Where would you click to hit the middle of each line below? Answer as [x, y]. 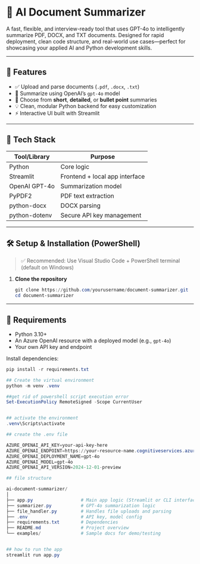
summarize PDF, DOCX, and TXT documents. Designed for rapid [85, 35]
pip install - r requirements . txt [48, 369]
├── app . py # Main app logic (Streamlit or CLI [89, 500]
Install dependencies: [32, 358]
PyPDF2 [21, 195]
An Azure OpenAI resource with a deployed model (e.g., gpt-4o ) [93, 341]
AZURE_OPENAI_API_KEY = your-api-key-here [57, 445]
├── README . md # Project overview [68, 528]
